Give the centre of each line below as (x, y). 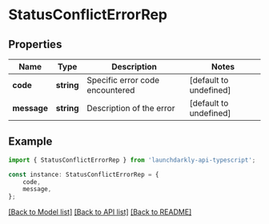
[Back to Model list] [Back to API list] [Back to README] (100, 212)
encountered (111, 90)
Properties (35, 44)
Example (30, 142)
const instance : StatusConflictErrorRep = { (84, 174)
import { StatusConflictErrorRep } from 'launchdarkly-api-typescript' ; (132, 160)
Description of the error (131, 108)
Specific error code (123, 80)
